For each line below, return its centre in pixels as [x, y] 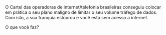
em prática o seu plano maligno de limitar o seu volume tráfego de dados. [81, 12]
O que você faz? [22, 27]
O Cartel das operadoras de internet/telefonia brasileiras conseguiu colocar [83, 7]
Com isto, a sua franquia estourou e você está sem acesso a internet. [77, 17]
